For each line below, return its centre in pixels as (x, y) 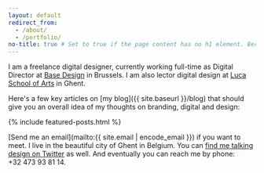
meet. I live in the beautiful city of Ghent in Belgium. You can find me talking (131, 146)
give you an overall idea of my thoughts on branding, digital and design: (124, 107)
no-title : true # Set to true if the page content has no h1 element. (126, 45)
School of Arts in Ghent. (47, 84)
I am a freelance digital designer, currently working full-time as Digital (121, 67)
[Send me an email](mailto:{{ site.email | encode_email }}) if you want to (125, 137)
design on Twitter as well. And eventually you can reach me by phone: (122, 154)
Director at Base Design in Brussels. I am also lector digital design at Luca (127, 75)
